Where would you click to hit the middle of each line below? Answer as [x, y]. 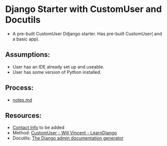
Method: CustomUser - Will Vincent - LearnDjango [64, 133]
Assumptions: [28, 55]
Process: [19, 88]
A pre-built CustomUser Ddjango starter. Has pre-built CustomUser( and [87, 33]
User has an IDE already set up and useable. [58, 66]
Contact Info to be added [38, 127]
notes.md [22, 100]
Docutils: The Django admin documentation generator [68, 138]
